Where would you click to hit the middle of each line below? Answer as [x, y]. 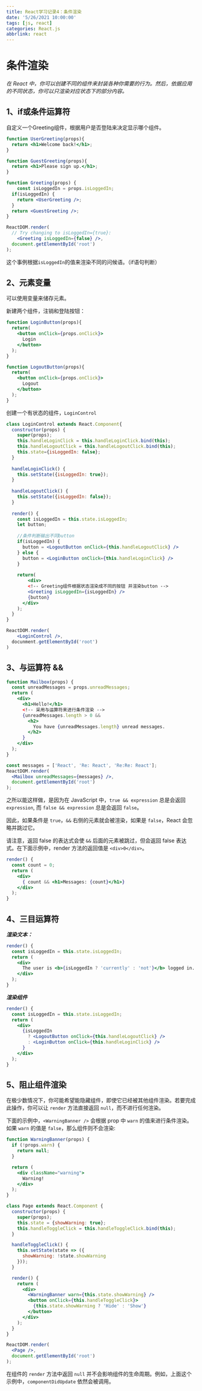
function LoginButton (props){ [44, 322]
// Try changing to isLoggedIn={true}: [62, 233]
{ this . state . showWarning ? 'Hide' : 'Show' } [90, 1306]
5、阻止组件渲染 [37, 1085]
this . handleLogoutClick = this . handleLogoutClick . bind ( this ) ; [96, 447]
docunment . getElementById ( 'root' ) [55, 642]
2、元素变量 [29, 283]
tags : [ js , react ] [29, 23]
